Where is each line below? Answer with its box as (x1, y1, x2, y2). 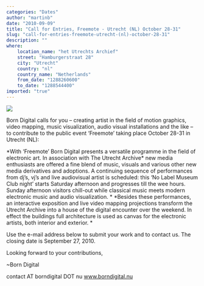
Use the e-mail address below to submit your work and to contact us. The (6, 231, 191, 238)
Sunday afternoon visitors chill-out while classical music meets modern (6, 187, 186, 194)
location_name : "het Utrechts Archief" (17, 49, 119, 55)
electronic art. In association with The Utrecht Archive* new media (6, 154, 174, 162)
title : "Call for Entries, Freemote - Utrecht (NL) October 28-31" (6, 26, 181, 32)
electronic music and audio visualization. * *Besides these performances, (6, 193, 191, 200)
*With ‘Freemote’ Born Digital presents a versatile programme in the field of (6, 148, 196, 155)
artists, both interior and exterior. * (6, 219, 93, 226)
